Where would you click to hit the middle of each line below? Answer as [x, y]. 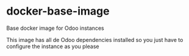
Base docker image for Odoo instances [55, 28]
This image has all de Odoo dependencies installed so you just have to [95, 40]
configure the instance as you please [53, 46]
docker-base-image [58, 11]
